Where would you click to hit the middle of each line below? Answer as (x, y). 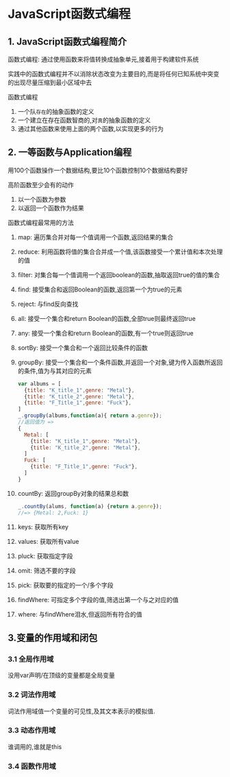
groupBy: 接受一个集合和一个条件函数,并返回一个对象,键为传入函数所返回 (120, 362)
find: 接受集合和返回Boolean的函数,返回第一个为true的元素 (100, 289)
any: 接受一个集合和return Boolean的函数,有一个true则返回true (105, 333)
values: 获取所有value (48, 541)
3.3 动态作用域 (32, 730)
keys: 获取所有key (43, 527)
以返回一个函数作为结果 (51, 208)
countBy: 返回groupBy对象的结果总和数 (73, 493)
